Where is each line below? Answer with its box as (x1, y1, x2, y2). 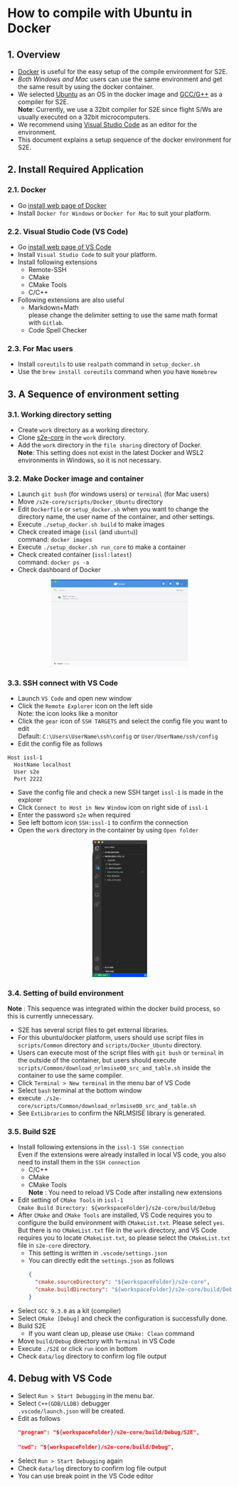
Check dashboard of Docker (17, 565, 101, 574)
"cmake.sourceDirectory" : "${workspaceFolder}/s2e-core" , (34, 1278, 211, 1286)
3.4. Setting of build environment (7, 988, 124, 998)
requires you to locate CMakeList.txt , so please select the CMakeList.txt (17, 1233, 231, 1242)
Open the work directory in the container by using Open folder (17, 826, 199, 835)
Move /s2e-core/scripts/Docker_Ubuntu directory (17, 497, 164, 506)
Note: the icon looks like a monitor (17, 709, 118, 718)
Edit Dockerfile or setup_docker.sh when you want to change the (17, 505, 209, 513)
